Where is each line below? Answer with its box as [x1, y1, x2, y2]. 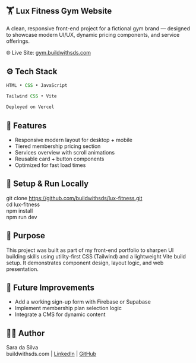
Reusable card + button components [14, 155, 105, 162]
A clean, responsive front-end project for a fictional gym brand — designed [6, 24, 191, 32]
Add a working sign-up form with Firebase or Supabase [14, 298, 151, 305]
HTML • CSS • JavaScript [6, 82, 68, 89]
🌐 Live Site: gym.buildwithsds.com [6, 49, 91, 56]
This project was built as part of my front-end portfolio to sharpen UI [6, 247, 174, 254]
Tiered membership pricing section [14, 143, 101, 150]
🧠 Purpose [6, 231, 46, 241]
